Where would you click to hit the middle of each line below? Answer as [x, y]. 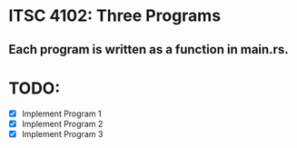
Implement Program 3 [62, 133]
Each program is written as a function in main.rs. [148, 49]
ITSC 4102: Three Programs [115, 16]
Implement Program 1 [61, 113]
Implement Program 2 [62, 123]
